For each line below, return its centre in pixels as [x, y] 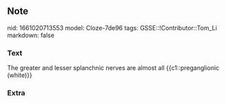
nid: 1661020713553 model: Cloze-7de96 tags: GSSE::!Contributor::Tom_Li [112, 27]
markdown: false [31, 35]
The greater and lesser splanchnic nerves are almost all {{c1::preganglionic [113, 68]
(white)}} [20, 76]
